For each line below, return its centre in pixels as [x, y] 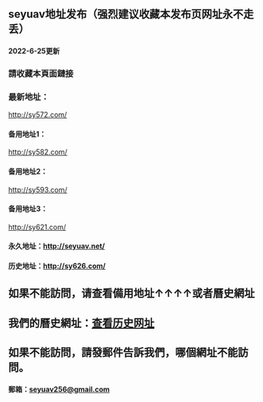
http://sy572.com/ [38, 115]
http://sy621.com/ [37, 227]
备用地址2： [28, 171]
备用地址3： [28, 209]
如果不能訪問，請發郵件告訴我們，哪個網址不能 [123, 353]
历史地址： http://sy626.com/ [57, 266]
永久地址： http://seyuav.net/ [57, 246]
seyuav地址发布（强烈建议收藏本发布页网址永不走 [131, 14]
